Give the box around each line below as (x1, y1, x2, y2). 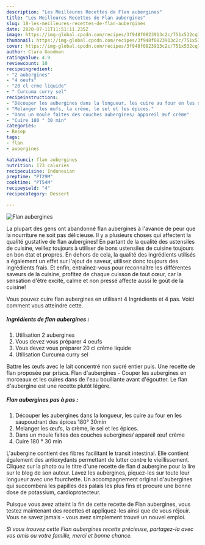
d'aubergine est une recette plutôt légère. (6, 382, 111, 389)
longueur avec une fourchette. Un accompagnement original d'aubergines (6, 475, 193, 483)
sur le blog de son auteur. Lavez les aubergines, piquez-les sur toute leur (6, 469, 190, 476)
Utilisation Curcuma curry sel (15, 350, 88, 358)
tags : (6, 134, 20, 141)
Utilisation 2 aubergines (15, 331, 75, 339)
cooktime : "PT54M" (6, 179, 53, 186)
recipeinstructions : (6, 94, 59, 100)
